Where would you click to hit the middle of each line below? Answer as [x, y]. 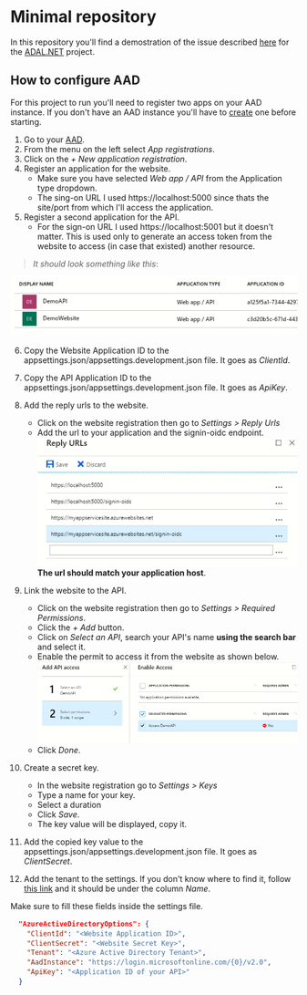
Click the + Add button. [81, 627]
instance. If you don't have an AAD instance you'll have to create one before [153, 112]
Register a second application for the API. [102, 217]
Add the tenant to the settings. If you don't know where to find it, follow [157, 878]
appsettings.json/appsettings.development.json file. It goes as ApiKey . [155, 387]
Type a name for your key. [86, 794]
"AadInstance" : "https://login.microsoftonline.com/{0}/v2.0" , [149, 963]
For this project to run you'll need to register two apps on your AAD [136, 102]
